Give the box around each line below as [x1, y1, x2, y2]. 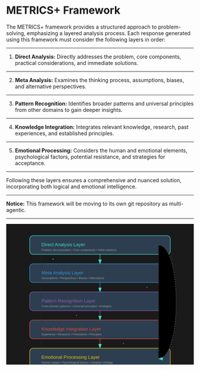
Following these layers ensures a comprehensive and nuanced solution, [6, 176, 182, 183]
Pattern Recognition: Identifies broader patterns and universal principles [14, 99, 194, 107]
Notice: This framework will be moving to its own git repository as [6, 200, 168, 207]
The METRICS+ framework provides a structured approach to [6, 23, 157, 30]
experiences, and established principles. [14, 129, 114, 137]
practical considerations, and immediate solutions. [14, 59, 139, 66]
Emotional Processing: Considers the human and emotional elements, [14, 146, 187, 154]
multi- [168, 200, 184, 207]
